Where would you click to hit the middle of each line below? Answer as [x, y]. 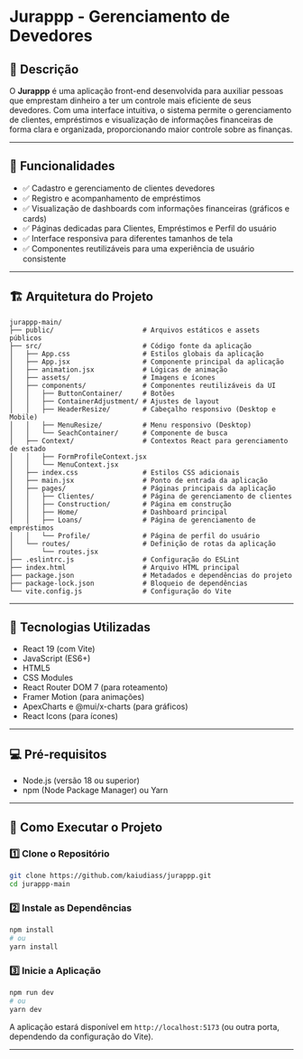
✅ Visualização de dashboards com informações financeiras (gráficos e [156, 208]
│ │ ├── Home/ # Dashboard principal [119, 512]
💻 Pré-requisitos [58, 754]
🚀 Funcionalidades [62, 166]
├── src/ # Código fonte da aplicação [131, 345]
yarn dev [26, 1009]
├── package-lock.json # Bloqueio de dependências [129, 583]
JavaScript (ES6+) [56, 658]
